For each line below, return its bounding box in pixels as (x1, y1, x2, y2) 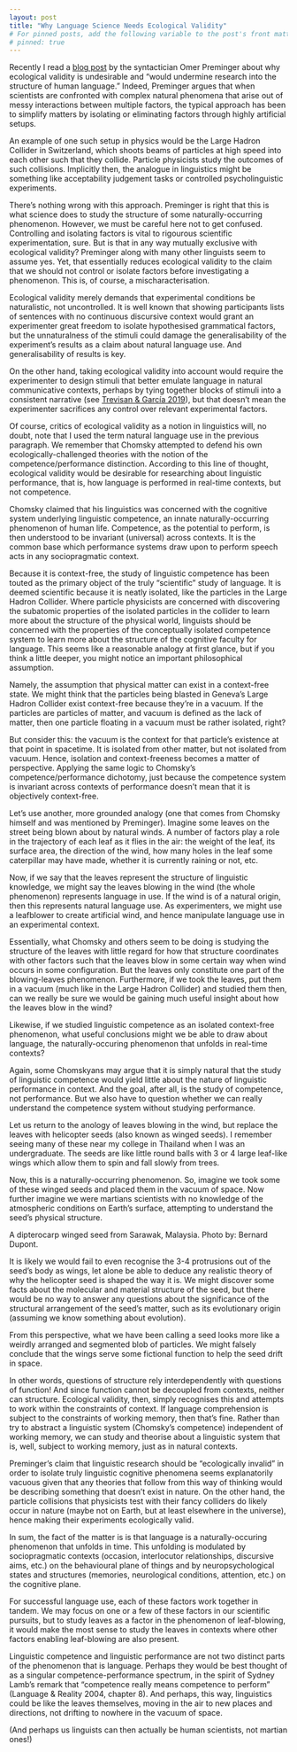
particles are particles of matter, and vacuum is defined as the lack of (9, 708, 263, 719)
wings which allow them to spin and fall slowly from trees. (9, 1157, 220, 1168)
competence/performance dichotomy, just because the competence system (9, 772, 286, 783)
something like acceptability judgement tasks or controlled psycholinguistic (9, 174, 284, 184)
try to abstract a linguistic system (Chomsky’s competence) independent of (9, 1422, 284, 1433)
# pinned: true (9, 37, 65, 47)
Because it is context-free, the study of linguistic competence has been (9, 568, 270, 579)
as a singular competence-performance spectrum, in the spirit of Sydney (9, 1670, 276, 1680)
